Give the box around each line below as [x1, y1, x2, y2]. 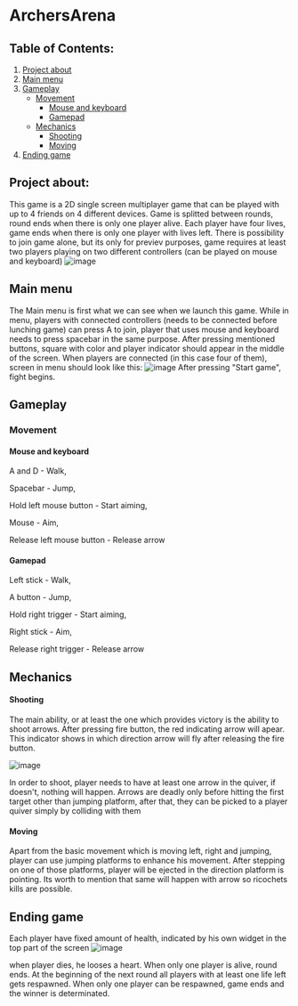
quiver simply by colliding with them [9, 805, 141, 815]
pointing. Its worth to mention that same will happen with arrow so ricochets [9, 874, 287, 885]
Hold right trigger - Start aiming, [9, 609, 127, 620]
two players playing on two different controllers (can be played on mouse [9, 246, 278, 256]
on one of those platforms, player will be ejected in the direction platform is [9, 864, 285, 875]
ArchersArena [9, 5, 117, 26]
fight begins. [9, 371, 56, 382]
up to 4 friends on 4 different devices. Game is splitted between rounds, [9, 208, 274, 219]
